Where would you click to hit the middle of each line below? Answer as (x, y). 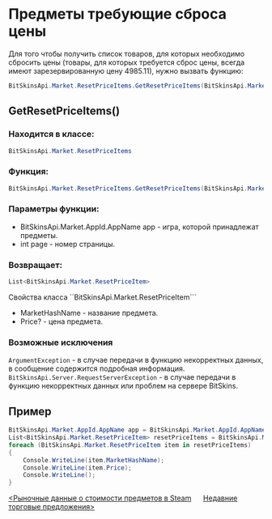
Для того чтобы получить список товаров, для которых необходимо (127, 53)
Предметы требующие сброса (117, 14)
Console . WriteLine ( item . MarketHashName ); (93, 460)
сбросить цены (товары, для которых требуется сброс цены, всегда (127, 62)
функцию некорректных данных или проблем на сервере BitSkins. (123, 386)
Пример (30, 411)
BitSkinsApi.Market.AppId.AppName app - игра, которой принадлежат (139, 227)
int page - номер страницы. (68, 244)
